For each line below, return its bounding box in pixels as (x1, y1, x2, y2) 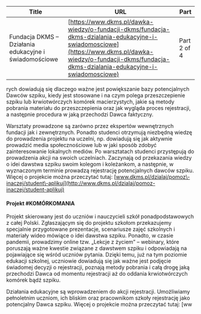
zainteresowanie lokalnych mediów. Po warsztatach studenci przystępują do (6, 148, 194, 155)
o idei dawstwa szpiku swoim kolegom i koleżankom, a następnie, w (6, 161, 174, 167)
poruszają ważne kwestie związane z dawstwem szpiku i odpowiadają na (6, 245, 187, 252)
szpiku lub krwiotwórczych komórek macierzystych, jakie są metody (6, 98, 175, 105)
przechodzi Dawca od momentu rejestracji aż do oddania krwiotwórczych (6, 270, 188, 278)
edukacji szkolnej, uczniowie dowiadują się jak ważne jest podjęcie (6, 257, 172, 265)
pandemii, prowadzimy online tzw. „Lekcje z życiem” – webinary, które (6, 239, 179, 246)
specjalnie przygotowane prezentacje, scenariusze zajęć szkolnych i (6, 225, 175, 233)
